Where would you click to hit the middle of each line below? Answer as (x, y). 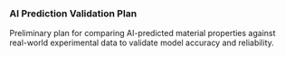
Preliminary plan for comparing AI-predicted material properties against (142, 33)
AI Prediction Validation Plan (73, 14)
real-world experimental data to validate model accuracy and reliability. (142, 43)
